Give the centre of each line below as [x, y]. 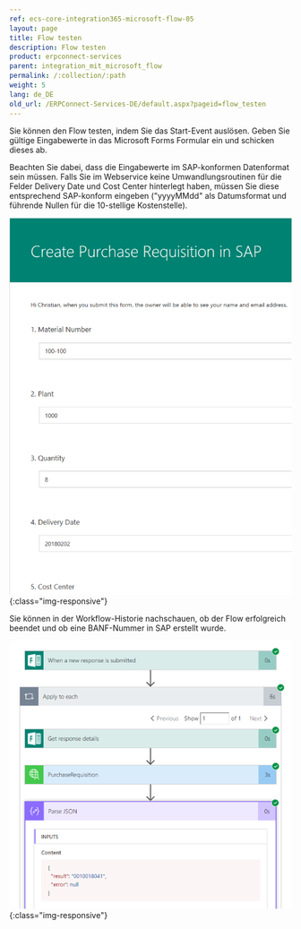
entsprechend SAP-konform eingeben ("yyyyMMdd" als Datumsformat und [148, 195]
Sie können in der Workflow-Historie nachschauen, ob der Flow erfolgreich [148, 619]
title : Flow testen [46, 38]
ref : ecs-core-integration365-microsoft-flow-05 [102, 19]
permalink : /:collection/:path [68, 76]
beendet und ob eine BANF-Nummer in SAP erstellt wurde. [118, 628]
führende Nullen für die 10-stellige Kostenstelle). [99, 205]
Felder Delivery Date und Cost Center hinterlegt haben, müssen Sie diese [144, 186]
